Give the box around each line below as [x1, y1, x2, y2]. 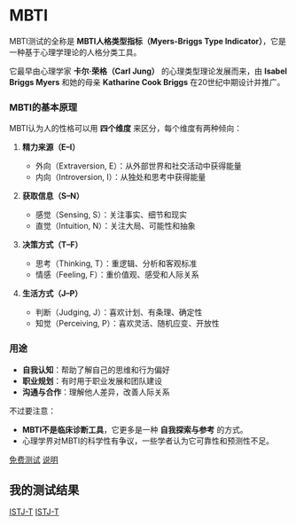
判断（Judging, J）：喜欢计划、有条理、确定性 [35, 307, 203, 317]
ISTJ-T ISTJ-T [9, 506, 59, 517]
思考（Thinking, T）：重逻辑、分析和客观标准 [35, 258, 198, 269]
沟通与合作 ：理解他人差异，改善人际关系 [21, 387, 170, 397]
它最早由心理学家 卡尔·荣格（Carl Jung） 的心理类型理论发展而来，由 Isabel [9, 66, 288, 76]
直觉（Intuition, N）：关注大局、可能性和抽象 [35, 221, 197, 231]
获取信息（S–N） [21, 191, 84, 201]
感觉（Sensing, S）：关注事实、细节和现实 [35, 209, 188, 220]
